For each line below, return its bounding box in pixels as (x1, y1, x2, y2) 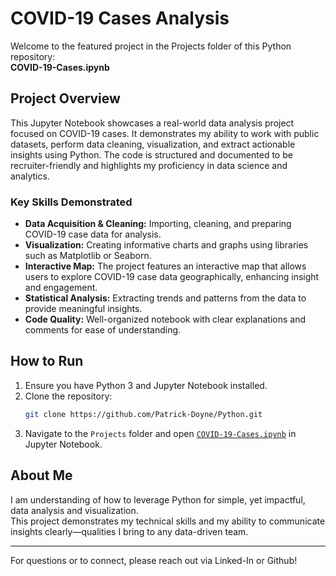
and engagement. (24, 282, 98, 294)
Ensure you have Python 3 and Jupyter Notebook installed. (24, 379, 268, 391)
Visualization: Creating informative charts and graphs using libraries (24, 239, 309, 251)
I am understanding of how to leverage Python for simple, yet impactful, (10, 493, 306, 506)
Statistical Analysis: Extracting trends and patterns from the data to (24, 292, 307, 304)
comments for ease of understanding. (24, 324, 182, 336)
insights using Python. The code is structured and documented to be (10, 148, 293, 161)
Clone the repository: (24, 390, 113, 402)
